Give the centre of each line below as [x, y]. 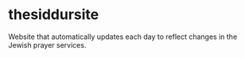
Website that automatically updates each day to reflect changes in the [123, 37]
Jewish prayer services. [47, 44]
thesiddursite [54, 15]
